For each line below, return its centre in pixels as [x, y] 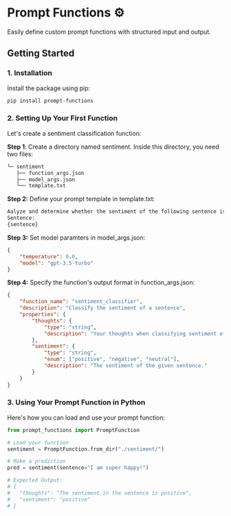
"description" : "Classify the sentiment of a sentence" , [103, 308]
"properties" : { [43, 315]
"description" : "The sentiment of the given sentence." [125, 366]
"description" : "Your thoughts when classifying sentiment [130, 333]
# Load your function [38, 442]
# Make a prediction [37, 462]
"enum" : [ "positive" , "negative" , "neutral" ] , [112, 360]
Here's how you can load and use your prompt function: [86, 417]
